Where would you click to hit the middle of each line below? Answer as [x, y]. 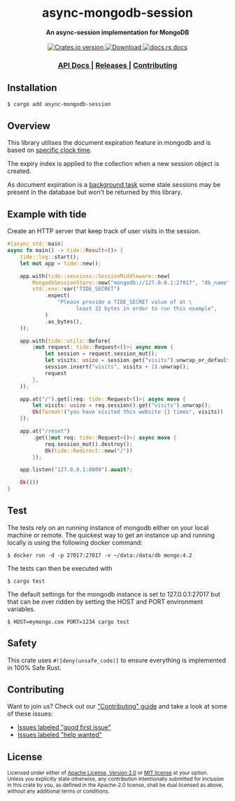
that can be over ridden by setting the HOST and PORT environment [105, 601]
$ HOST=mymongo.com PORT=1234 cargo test [69, 622]
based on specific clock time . [50, 150]
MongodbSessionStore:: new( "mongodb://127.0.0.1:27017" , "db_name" [131, 283]
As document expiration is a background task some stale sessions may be [114, 185]
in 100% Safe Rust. [34, 667]
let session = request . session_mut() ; [101, 354]
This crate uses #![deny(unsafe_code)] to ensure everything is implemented [116, 660]
